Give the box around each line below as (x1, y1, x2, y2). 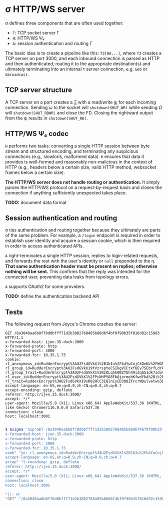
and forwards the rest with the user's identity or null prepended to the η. (5, 258, 156, 264)
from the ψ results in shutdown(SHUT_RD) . (5, 115, 88, 121)
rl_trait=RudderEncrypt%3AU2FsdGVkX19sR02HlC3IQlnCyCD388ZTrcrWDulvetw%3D (5, 379, 164, 384)
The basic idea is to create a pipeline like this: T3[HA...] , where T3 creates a (5, 50, 162, 56)
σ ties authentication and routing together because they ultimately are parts (5, 227, 161, 233)
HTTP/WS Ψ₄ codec (5, 129, 69, 138)
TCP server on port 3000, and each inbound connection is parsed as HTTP (5, 55, 160, 61)
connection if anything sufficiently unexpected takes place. (5, 189, 127, 195)
